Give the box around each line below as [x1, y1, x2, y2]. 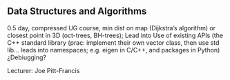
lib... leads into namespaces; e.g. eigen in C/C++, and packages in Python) [7, 46, 220, 54]
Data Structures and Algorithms [7, 6, 147, 17]
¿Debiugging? [7, 53, 47, 61]
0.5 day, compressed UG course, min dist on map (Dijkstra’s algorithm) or [7, 23, 216, 32]
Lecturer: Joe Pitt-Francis [7, 66, 80, 74]
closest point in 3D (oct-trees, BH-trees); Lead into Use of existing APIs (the [7, 31, 223, 39]
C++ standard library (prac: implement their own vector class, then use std [7, 38, 220, 47]
